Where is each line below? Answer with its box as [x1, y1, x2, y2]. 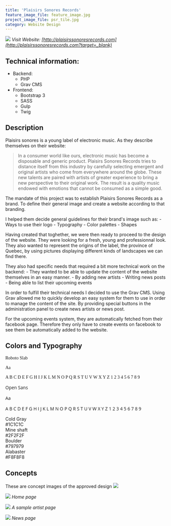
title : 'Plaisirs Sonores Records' [5, 7, 81, 13]
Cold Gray [5, 416, 27, 422]
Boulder [5, 437, 22, 444]
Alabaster [5, 449, 26, 455]
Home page [11, 494, 37, 500]
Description [5, 124, 44, 132]
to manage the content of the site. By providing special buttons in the [5, 300, 151, 306]
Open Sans [5, 384, 28, 391]
